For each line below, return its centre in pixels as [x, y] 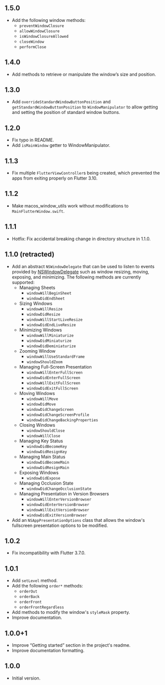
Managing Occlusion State [46, 483]
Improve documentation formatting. [48, 650]
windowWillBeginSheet [49, 293]
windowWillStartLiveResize [55, 320]
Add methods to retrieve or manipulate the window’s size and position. [84, 74]
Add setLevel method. [35, 581]
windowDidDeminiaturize [51, 346]
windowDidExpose [43, 478]
